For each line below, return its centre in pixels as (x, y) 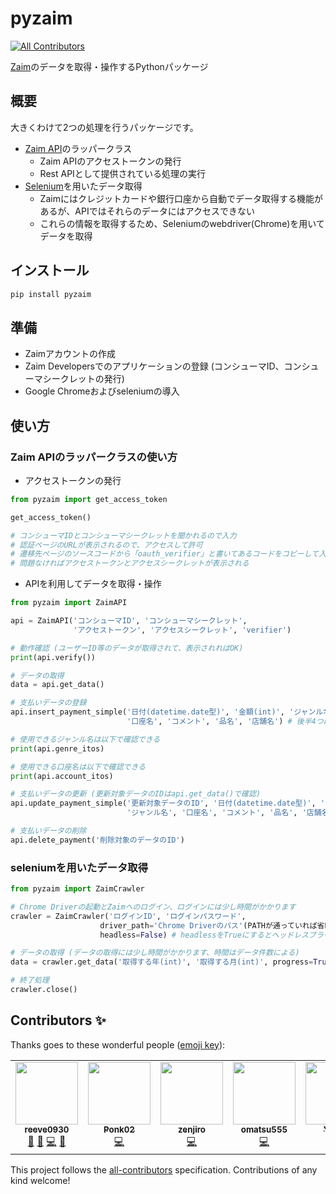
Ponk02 (119, 1129)
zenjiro (192, 1129)
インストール (50, 270)
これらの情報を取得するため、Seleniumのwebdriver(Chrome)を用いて (182, 223)
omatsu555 (264, 1129)
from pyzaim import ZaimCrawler (77, 889)
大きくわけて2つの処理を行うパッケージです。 (104, 127)
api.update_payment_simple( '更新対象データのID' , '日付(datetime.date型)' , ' (168, 803)
